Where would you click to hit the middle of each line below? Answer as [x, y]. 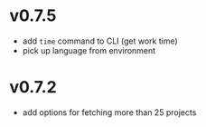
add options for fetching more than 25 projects [109, 112]
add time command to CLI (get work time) [100, 41]
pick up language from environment [89, 50]
